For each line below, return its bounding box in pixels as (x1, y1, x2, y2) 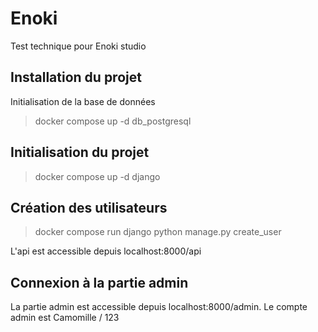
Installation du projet (10, 69, 142, 86)
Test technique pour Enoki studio (10, 40, 147, 52)
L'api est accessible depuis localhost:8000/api (10, 245, 202, 257)
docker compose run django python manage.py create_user (34, 226, 282, 238)
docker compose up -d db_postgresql (34, 115, 192, 127)
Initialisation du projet (10, 144, 150, 161)
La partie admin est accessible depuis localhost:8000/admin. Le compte (10, 301, 308, 313)
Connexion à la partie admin (10, 274, 189, 291)
